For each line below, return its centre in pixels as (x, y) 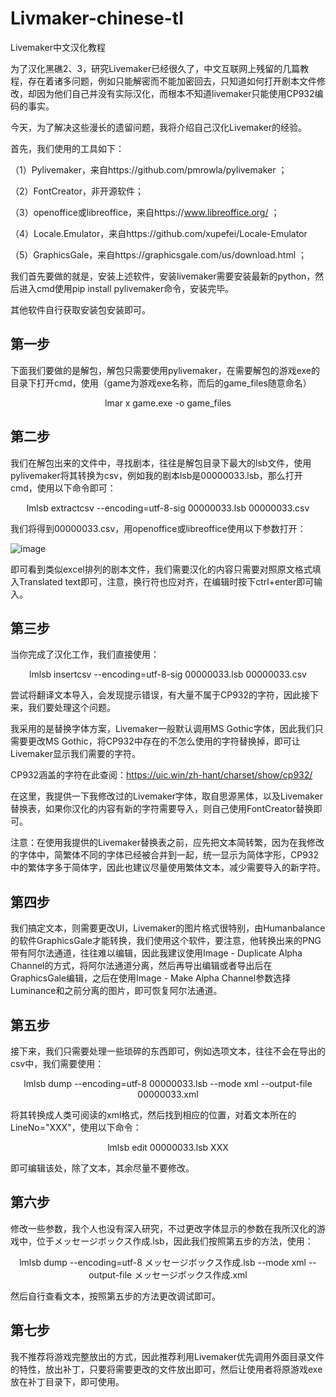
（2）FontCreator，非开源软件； (77, 191)
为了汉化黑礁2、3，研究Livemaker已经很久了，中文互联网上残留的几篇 (155, 68)
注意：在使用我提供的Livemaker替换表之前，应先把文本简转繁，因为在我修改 (167, 843)
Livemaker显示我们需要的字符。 (75, 754)
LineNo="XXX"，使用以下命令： (76, 1127)
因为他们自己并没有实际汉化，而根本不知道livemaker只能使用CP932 (175, 93)
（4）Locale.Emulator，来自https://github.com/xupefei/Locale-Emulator (159, 233)
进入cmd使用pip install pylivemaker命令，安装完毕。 (126, 288)
